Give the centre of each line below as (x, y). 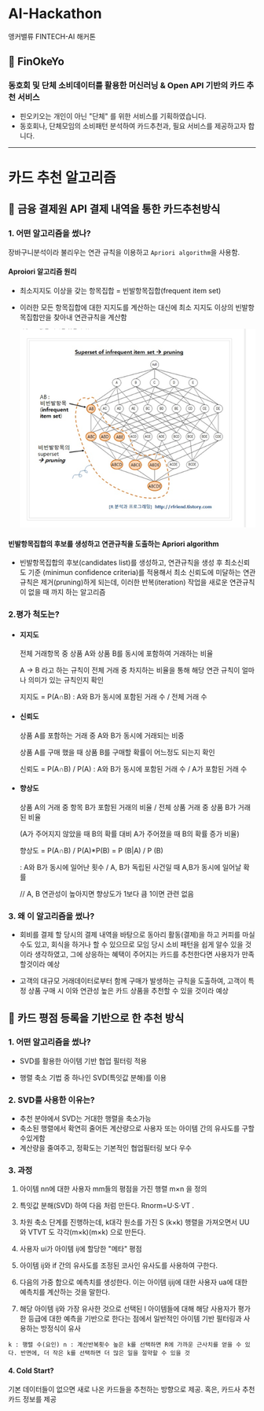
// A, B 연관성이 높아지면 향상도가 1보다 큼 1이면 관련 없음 (106, 893)
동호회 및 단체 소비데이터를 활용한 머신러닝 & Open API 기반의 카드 (126, 86)
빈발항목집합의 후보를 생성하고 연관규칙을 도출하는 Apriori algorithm (114, 543)
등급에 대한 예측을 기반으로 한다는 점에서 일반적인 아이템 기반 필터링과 (135, 1319)
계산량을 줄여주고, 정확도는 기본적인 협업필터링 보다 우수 (106, 1148)
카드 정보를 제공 (33, 1399)
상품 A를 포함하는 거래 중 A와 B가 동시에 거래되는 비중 (102, 735)
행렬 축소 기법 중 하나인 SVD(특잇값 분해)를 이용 (93, 1078)
